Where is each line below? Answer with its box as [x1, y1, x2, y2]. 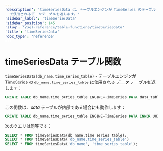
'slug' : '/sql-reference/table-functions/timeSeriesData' [5, 25, 125, 30]
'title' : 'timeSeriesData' [5, 29, 60, 34]
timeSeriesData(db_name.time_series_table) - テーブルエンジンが [5, 73, 137, 79]
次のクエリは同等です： [5, 123, 52, 129]
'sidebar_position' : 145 [5, 20, 55, 26]
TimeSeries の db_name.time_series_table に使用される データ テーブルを [5, 79, 152, 85]
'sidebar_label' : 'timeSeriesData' [5, 16, 77, 21]
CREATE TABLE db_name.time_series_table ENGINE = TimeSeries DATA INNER [5, 114, 151, 119]
